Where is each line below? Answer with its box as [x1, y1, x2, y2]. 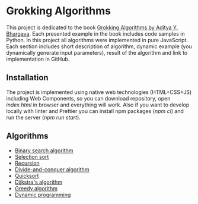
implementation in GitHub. [6, 55, 70, 62]
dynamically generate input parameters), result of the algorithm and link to [6, 49, 188, 56]
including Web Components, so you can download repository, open [6, 95, 171, 102]
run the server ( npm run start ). [6, 114, 81, 121]
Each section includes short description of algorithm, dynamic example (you [6, 43, 193, 50]
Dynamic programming [14, 191, 71, 198]
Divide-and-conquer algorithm [14, 165, 90, 173]
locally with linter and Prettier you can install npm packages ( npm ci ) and [6, 107, 184, 114]
